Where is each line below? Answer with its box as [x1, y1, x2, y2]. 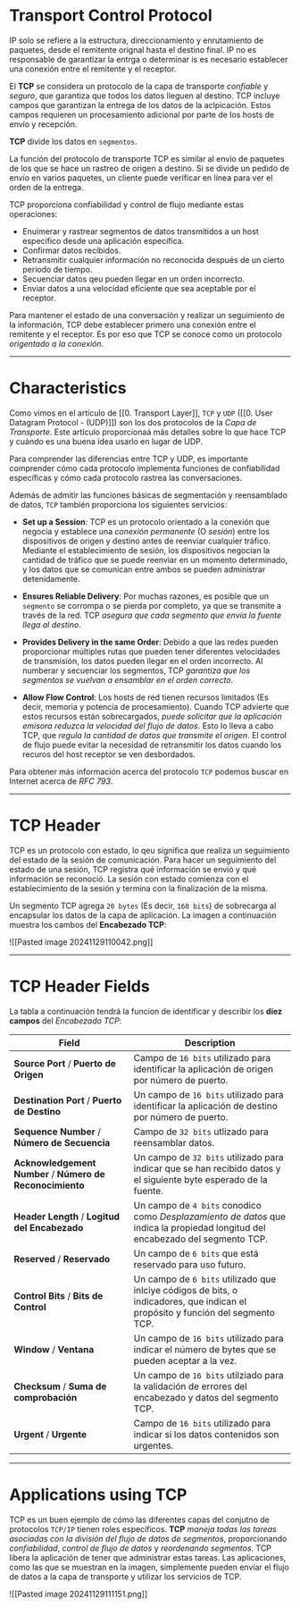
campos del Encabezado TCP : [9, 1015, 122, 1026]
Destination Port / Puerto [13, 1094, 122, 1107]
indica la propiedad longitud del [133, 1221, 266, 1233]
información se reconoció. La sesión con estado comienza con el [9, 873, 249, 884]
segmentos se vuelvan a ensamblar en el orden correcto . [21, 674, 234, 685]
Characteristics [9, 378, 127, 399]
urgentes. [133, 1439, 174, 1452]
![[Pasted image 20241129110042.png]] [9, 936, 154, 947]
